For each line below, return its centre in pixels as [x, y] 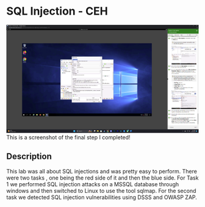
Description [29, 157]
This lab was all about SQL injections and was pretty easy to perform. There [102, 171]
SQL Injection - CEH [57, 11]
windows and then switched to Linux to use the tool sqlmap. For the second [101, 191]
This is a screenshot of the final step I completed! [68, 137]
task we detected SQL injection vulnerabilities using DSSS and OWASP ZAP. [102, 197]
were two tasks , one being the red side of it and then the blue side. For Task [103, 178]
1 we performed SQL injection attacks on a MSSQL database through [93, 184]
